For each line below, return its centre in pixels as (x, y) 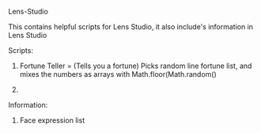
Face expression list (52, 120)
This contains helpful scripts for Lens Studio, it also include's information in (131, 27)
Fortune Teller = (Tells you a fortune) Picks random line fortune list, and (136, 66)
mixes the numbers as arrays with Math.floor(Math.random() (118, 74)
